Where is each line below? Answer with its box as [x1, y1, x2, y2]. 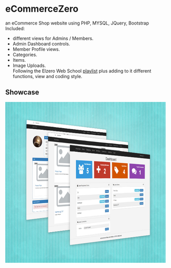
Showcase [5, 88, 40, 97]
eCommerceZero [5, 3, 79, 15]
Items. [12, 57, 26, 63]
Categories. [12, 52, 37, 58]
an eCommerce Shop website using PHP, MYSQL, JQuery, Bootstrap [5, 20, 149, 26]
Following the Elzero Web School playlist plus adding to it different [12, 67, 152, 74]
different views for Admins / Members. [12, 35, 94, 41]
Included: [5, 25, 25, 31]
